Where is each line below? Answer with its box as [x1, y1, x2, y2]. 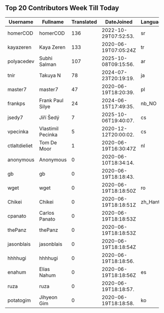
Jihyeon [39, 293, 58, 300]
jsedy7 [7, 114, 23, 121]
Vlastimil [39, 125, 59, 132]
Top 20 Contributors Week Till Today [5, 4, 120, 12]
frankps [7, 100, 25, 107]
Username [8, 18, 33, 25]
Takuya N [39, 72, 61, 79]
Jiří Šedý [39, 114, 60, 121]
